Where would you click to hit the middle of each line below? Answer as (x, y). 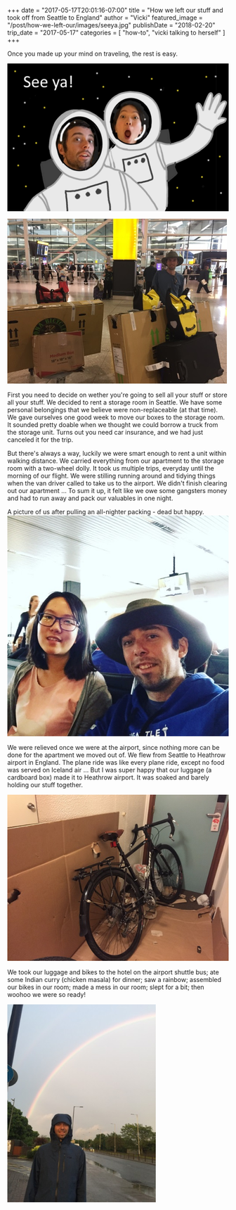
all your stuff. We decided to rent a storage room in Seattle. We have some (115, 402)
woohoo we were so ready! (47, 994)
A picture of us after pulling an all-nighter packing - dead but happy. (106, 511)
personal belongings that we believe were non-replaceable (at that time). (113, 409)
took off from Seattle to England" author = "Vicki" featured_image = (105, 18)
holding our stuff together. (45, 784)
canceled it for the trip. (40, 440)
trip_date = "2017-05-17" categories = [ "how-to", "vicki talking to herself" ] (116, 32)
